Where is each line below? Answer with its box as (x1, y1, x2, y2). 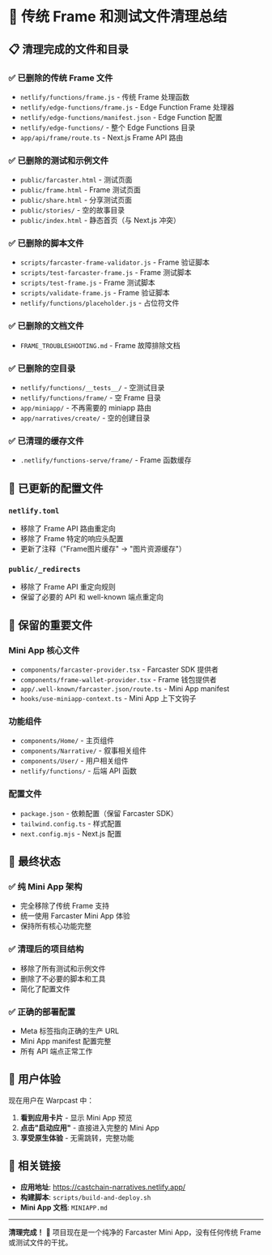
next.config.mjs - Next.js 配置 (19, 828, 122, 838)
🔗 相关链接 (8, 1159, 61, 1173)
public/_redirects (8, 565, 81, 574)
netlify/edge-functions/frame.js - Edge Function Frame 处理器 (19, 102, 235, 112)
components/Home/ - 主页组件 (19, 736, 115, 746)
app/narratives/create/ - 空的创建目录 (19, 413, 151, 423)
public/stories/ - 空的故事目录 (19, 205, 125, 215)
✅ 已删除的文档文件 (8, 320, 84, 332)
